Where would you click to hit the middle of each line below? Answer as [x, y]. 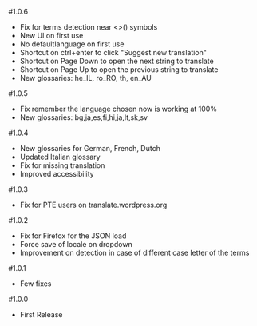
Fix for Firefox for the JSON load [73, 236]
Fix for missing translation [62, 165]
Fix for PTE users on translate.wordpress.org [93, 205]
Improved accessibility [57, 174]
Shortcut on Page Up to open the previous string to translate [119, 70]
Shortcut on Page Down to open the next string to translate [117, 61]
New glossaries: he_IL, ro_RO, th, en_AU [85, 78]
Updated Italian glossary [60, 157]
